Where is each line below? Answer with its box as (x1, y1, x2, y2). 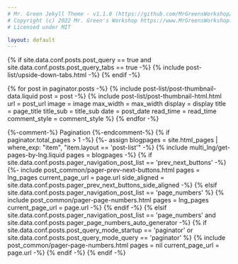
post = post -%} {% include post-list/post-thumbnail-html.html (39, 92, 222, 101)
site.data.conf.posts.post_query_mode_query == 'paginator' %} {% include (7, 234, 226, 242)
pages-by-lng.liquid (7, 151, 65, 159)
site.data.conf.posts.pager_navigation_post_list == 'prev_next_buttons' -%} (7, 159, 227, 167)
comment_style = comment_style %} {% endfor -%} (7, 115, 159, 123)
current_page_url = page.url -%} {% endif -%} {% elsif (7, 203, 167, 212)
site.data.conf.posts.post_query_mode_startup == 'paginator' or (7, 226, 193, 234)
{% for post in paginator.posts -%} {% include (7, 84, 142, 93)
